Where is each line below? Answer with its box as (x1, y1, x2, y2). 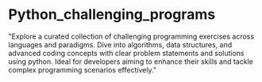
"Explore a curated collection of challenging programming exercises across (8, 32, 255, 41)
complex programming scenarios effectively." (8, 65, 157, 74)
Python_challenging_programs (8, 6, 216, 24)
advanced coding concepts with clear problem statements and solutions (8, 48, 245, 58)
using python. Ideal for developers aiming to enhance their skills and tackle (8, 57, 254, 66)
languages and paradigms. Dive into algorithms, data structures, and (8, 39, 233, 49)
